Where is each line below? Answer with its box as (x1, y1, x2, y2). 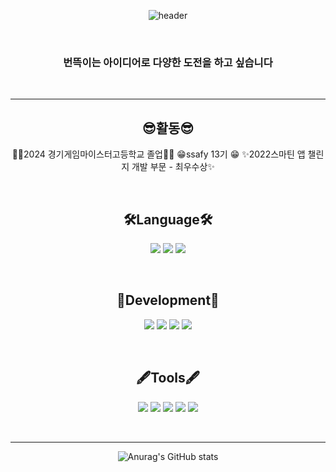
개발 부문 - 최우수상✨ (131, 161, 215, 173)
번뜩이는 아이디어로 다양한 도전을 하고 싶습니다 (63, 55, 273, 69)
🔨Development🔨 (116, 292, 220, 309)
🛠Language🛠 (123, 211, 213, 228)
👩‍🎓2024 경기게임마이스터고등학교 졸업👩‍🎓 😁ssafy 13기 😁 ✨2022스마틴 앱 (11, 148, 306, 160)
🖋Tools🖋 (136, 370, 200, 387)
